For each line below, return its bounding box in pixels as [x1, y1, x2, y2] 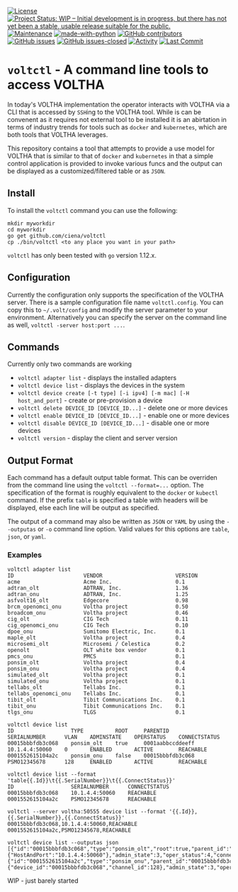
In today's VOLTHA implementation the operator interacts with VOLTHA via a [7, 100, 230, 109]
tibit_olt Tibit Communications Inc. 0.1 [7, 696, 186, 704]
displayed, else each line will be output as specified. [7, 504, 159, 512]
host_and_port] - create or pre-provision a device [17, 396, 163, 404]
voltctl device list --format [7, 771, 97, 778]
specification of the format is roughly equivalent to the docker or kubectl [7, 488, 218, 497]
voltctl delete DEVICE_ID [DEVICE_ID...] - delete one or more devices [17, 404, 228, 412]
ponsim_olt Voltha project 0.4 [7, 659, 186, 666]
